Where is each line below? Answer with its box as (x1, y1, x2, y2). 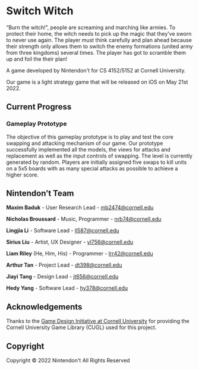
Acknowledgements (6, 302, 83, 312)
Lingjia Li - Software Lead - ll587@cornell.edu (6, 227, 120, 234)
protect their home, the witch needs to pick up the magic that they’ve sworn (6, 30, 192, 37)
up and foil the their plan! (6, 55, 68, 62)
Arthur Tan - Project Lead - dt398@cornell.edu (6, 261, 122, 268)
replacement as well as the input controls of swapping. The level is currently (6, 152, 193, 159)
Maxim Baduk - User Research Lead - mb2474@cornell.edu (6, 204, 154, 211)
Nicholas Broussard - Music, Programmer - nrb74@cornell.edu (6, 216, 162, 223)
